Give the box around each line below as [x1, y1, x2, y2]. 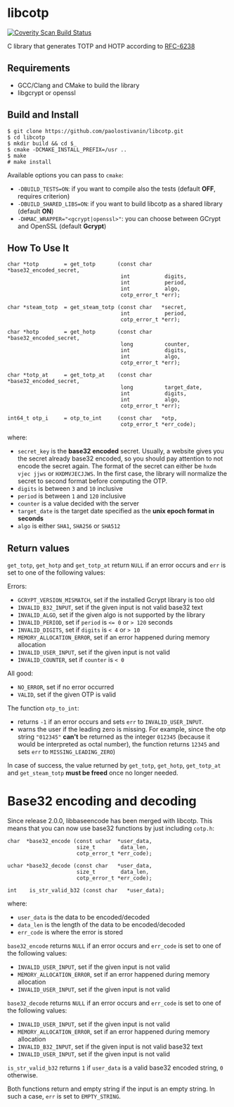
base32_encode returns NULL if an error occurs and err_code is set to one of [7, 942, 221, 950]
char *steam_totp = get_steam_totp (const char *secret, [7, 304, 188, 311]
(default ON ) [17, 206, 54, 215]
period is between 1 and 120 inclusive [17, 492, 126, 501]
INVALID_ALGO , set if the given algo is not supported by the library [17, 611, 205, 619]
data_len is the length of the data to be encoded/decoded [17, 920, 186, 929]
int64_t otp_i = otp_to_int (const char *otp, [7, 415, 178, 422]
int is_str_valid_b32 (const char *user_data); [7, 887, 165, 894]
